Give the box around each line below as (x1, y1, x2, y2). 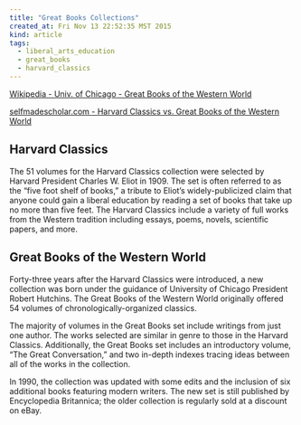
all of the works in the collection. (9, 358, 131, 369)
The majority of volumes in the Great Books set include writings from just (9, 320, 282, 331)
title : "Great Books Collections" (9, 13, 140, 23)
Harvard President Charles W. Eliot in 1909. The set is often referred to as (9, 175, 282, 186)
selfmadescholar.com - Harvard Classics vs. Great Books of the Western (9, 106, 280, 117)
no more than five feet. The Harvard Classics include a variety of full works (9, 204, 289, 215)
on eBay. (9, 404, 42, 416)
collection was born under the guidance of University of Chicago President (9, 283, 288, 294)
